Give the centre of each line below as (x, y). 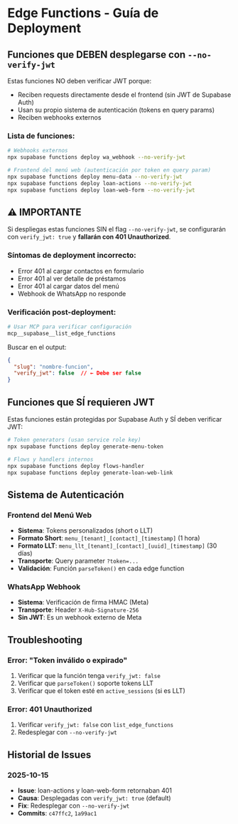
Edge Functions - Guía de (83, 13)
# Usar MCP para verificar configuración (70, 327)
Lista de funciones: (41, 135)
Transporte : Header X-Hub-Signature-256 (78, 610)
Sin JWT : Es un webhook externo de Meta (80, 617)
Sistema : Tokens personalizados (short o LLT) (85, 531)
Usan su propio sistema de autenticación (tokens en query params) (116, 110)
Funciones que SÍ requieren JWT (81, 402)
